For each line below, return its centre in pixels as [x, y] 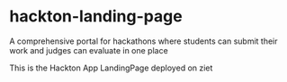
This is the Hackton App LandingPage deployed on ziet [111, 68]
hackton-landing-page [96, 16]
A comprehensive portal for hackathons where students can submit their [143, 41]
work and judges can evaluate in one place [89, 50]
